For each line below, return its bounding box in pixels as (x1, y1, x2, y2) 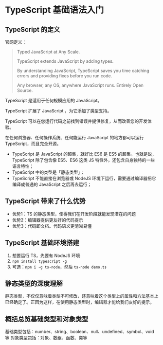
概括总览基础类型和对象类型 (5, 315, 89, 323)
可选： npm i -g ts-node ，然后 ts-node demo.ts (12, 264, 107, 270)
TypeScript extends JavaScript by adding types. (17, 58, 114, 64)
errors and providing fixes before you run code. (17, 73, 112, 78)
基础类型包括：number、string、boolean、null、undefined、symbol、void (5, 329, 154, 335)
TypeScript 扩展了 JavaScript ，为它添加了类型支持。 (5, 108, 112, 113)
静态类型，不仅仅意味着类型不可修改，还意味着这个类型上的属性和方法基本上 (5, 293, 159, 299)
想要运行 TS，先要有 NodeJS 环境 (12, 253, 80, 258)
